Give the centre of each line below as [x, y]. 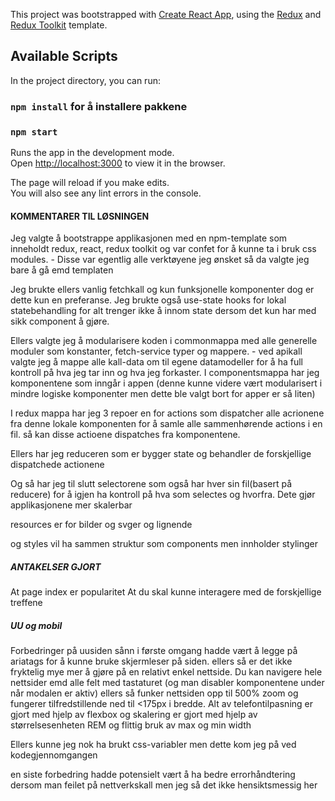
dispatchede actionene [57, 465]
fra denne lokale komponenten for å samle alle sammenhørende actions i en [166, 424]
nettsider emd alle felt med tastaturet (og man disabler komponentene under [167, 683]
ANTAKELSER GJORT [56, 566]
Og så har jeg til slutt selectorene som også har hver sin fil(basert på [151, 484]
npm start [34, 132]
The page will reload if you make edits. [90, 183]
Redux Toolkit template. [59, 25]
